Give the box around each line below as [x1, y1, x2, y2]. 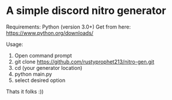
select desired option [14, 77, 66, 84]
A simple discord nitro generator [6, 4, 166, 17]
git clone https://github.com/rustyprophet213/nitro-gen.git [14, 58, 155, 65]
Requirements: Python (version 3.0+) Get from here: [6, 23, 131, 30]
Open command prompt [14, 52, 72, 59]
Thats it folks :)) [6, 88, 44, 95]
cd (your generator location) [14, 64, 83, 71]
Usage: [6, 41, 23, 48]
